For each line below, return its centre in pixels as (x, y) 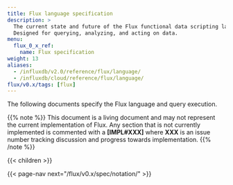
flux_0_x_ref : (34, 46)
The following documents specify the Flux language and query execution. (112, 104)
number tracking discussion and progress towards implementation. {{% (109, 140)
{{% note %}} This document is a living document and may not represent (111, 118)
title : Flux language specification (60, 14)
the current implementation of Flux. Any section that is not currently (104, 125)
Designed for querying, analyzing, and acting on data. (96, 33)
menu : (15, 39)
